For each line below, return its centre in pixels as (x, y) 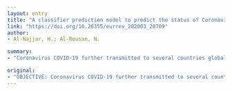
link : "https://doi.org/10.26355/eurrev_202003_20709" (88, 26)
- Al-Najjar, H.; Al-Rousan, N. (54, 39)
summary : (20, 52)
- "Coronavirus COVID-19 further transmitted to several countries (106, 58)
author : (18, 33)
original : (21, 70)
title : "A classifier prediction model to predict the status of (103, 20)
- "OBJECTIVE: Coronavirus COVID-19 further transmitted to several (108, 77)
